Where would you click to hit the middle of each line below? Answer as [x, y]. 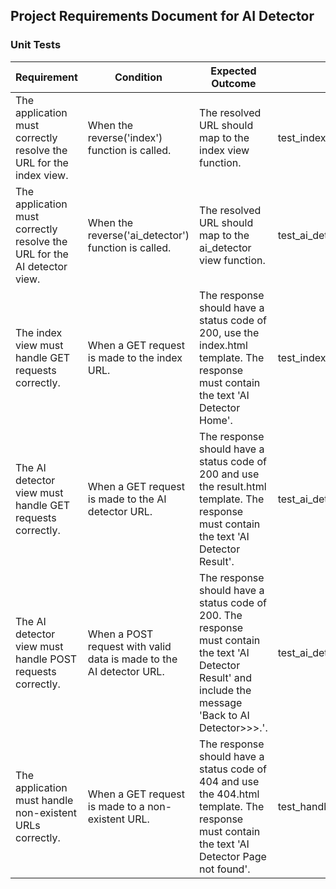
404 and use [229, 781]
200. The [221, 615]
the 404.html [229, 794]
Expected [233, 71]
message [221, 702]
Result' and [226, 677]
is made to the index [135, 357]
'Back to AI [224, 715]
